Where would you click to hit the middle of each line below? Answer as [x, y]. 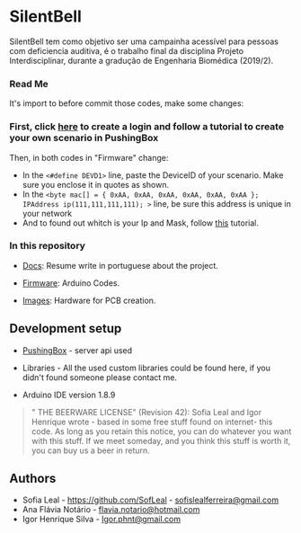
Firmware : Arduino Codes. [71, 283]
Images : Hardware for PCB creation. [89, 300]
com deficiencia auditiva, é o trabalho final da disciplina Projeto [127, 50]
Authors [33, 479]
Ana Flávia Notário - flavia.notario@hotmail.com [111, 510]
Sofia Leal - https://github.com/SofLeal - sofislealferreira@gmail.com [150, 500]
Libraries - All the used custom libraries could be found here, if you [146, 368]
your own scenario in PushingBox [84, 138]
